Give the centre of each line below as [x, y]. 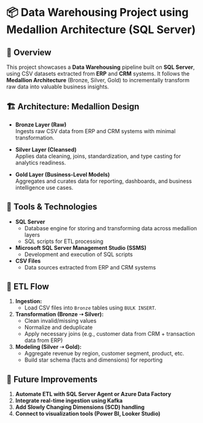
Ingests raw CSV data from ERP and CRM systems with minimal [95, 131]
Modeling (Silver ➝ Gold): [48, 347]
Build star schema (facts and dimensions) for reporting [94, 360]
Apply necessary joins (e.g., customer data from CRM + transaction [109, 334]
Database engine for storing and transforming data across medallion [111, 228]
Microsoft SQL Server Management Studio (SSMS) [81, 247]
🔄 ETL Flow [28, 287]
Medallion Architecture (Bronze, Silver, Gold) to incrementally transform [98, 80]
